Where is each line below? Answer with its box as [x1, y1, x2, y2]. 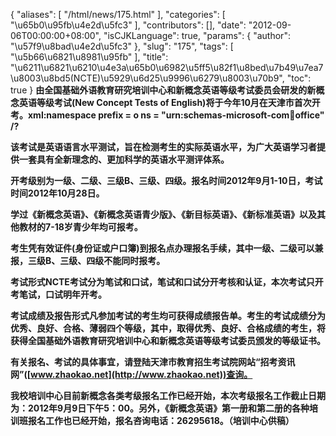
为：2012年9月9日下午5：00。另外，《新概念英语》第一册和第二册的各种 [10, 402, 310, 414]
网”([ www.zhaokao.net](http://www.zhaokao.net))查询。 [10, 369, 253, 380]
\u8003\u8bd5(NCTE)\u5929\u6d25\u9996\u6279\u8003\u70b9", [10, 72, 285, 84]
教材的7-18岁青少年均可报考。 [18, 221, 143, 233]
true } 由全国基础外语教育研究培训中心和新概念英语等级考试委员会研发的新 [10, 84, 317, 96]
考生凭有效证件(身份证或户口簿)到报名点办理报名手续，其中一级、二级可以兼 [10, 242, 324, 254]
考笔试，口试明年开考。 [10, 289, 107, 300]
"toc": [286, 72, 312, 84]
